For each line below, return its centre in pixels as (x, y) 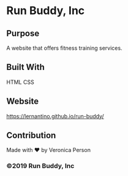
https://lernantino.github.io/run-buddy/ (55, 116)
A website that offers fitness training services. (64, 48)
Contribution (31, 136)
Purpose (23, 33)
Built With (25, 67)
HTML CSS (21, 82)
